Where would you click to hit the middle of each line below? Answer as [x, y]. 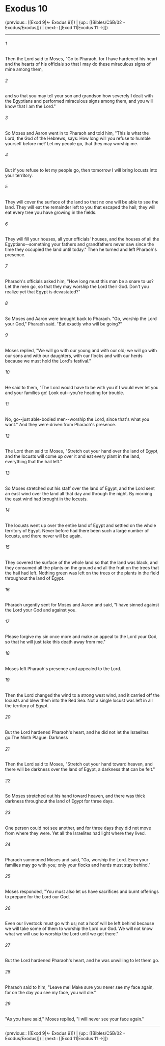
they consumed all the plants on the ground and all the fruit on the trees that [82, 567]
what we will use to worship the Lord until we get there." [62, 934]
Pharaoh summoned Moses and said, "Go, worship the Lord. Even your [77, 859]
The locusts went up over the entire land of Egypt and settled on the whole [81, 525]
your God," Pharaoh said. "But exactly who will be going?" [64, 323]
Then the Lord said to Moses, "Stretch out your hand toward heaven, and [79, 764]
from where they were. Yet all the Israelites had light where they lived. [76, 833]
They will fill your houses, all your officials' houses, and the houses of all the [82, 239]
